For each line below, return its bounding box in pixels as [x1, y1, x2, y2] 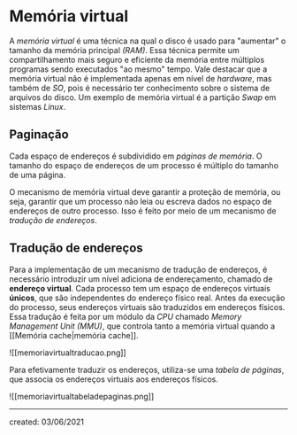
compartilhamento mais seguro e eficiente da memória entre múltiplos [9, 54, 265, 65]
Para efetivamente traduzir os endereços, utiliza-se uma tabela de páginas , [9, 364, 285, 375]
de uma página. [9, 169, 66, 180]
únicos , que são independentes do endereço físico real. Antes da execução [9, 292, 286, 303]
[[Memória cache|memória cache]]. [9, 330, 139, 340]
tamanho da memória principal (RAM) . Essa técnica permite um [9, 44, 240, 55]
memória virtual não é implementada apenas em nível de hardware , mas [9, 73, 272, 83]
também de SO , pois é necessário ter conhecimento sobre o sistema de [9, 82, 270, 93]
